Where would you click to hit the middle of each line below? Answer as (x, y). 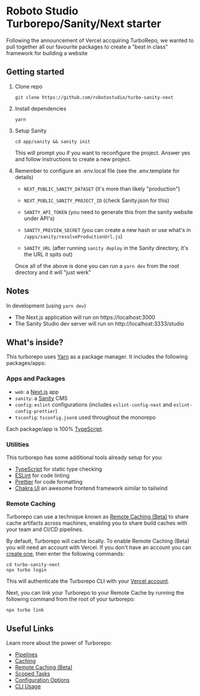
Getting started (35, 72)
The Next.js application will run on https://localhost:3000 (85, 317)
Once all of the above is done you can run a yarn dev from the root (97, 266)
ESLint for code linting (42, 475)
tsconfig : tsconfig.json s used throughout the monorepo (85, 417)
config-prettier (35, 411)
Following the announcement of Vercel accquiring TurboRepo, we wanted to (100, 40)
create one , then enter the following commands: (65, 554)
